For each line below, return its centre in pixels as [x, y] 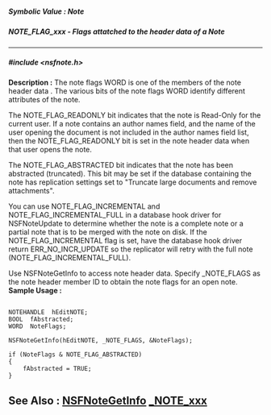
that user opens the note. [50, 150]
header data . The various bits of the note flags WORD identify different [127, 91]
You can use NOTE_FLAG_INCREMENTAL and [84, 206]
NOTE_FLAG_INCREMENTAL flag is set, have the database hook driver [125, 241]
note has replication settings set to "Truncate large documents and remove [133, 182]
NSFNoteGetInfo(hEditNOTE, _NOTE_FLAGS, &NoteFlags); [101, 341]
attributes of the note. [44, 100]
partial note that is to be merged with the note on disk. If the [108, 232]
